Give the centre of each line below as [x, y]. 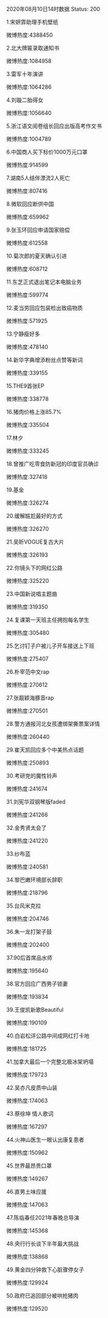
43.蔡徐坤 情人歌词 [30, 1114]
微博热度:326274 [27, 503]
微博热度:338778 [27, 399]
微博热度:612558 [27, 243]
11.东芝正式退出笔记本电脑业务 [44, 282]
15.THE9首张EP [25, 386]
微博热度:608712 [27, 269]
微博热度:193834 [27, 997]
